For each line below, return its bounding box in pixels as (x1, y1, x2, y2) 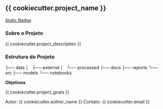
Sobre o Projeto (5, 29, 43, 36)
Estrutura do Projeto (5, 53, 55, 60)
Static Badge (5, 17, 31, 23)
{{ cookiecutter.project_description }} (5, 41, 81, 47)
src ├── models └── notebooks (5, 70, 72, 76)
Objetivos (5, 80, 26, 86)
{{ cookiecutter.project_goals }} (5, 89, 70, 95)
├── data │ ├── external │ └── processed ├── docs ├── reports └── (5, 65, 158, 71)
